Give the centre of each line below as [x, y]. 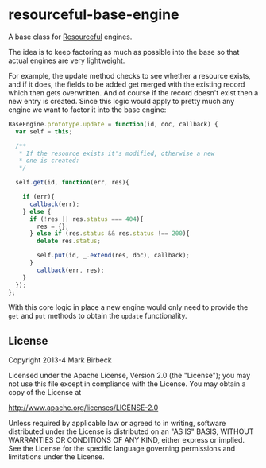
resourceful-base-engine [94, 15]
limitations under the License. [56, 457]
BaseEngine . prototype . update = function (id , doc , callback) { [113, 124]
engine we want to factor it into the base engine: [87, 110]
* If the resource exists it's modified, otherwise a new [117, 153]
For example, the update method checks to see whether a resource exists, [130, 75]
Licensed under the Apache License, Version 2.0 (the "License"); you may [129, 376]
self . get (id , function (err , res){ [72, 183]
